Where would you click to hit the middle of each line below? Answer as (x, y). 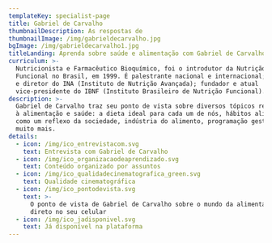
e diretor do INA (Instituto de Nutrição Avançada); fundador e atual (137, 83)
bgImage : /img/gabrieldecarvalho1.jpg (74, 46)
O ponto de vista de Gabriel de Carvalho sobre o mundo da (131, 204)
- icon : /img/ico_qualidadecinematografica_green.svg (108, 174)
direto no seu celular (68, 211)
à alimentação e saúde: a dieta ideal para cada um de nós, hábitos (134, 114)
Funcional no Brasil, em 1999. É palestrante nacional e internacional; (141, 76)
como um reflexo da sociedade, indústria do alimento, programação (132, 122)
